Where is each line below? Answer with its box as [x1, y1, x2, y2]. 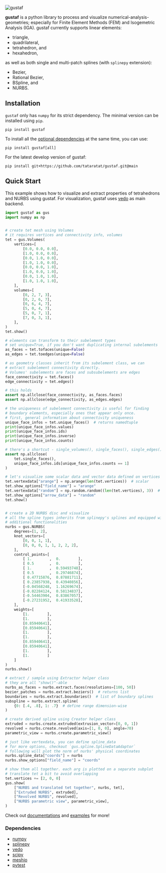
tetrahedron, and [12, 45, 47, 50]
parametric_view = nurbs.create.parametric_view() [5, 730, 112, 736]
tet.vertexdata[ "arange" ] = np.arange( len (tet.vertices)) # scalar [5, 479, 149, 484]
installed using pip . [5, 118, 44, 124]
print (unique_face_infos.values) [5, 424, 74, 429]
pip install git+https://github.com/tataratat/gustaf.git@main [5, 164, 138, 168]
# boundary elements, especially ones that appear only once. [5, 411, 136, 416]
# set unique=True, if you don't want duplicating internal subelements [5, 342, 158, 348]
